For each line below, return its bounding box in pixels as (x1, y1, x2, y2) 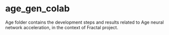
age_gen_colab (5, 3, 70, 14)
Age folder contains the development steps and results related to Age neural (5, 19, 164, 25)
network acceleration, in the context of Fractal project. (5, 24, 119, 30)
